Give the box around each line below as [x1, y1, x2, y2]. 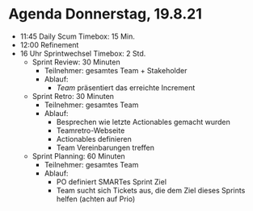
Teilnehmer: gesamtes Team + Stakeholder [44, 65, 188, 75]
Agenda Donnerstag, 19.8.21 [8, 5, 202, 23]
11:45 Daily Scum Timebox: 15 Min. [19, 31, 135, 41]
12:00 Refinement [19, 39, 79, 49]
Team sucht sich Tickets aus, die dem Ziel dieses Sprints [56, 185, 246, 195]
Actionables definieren [56, 134, 132, 143]
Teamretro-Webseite [56, 126, 125, 135]
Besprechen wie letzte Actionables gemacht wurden [56, 117, 230, 126]
